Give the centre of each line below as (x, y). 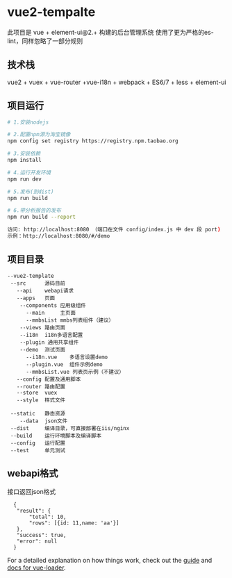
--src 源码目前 (38, 283)
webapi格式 (33, 473)
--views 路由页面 (43, 327)
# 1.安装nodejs (28, 122)
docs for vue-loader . (36, 568)
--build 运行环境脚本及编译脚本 (56, 436)
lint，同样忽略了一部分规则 (45, 41)
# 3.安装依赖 (24, 154)
